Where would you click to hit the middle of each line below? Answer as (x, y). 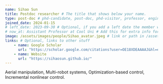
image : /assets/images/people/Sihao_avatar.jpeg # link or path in (75, 36)
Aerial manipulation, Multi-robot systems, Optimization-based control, (75, 72)
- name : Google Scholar (38, 45)
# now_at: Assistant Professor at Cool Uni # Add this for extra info (78, 32)
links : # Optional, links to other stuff (48, 41)
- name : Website (30, 54)
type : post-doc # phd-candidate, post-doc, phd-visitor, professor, (76, 18)
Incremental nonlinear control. (35, 77)
